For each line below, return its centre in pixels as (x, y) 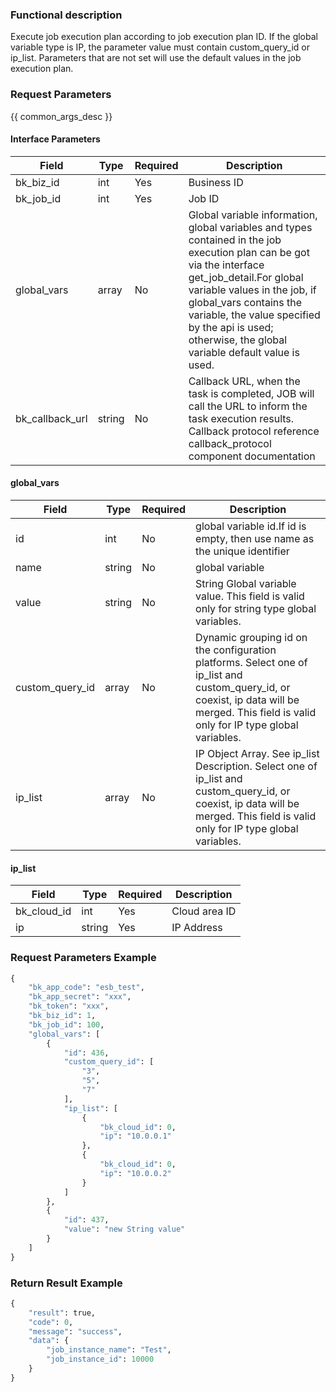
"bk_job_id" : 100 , (66, 1024)
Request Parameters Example (83, 958)
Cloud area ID (204, 911)
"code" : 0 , (51, 1322)
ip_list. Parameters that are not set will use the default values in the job (156, 58)
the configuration (236, 650)
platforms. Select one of (251, 662)
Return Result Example (66, 1283)
